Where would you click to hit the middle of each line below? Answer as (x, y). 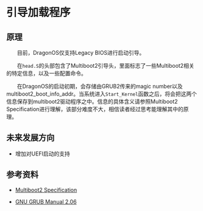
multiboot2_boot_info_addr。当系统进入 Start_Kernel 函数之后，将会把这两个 (101, 94)
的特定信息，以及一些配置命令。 (46, 73)
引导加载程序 (39, 13)
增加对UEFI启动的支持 (42, 154)
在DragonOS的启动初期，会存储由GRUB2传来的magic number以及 (100, 86)
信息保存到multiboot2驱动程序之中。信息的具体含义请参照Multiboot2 (92, 102)
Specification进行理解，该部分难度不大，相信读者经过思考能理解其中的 (95, 109)
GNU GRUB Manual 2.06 (46, 201)
